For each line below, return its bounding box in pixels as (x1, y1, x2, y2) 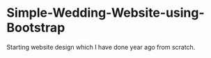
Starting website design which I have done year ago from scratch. (6, 43, 196, 51)
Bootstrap (6, 20, 65, 36)
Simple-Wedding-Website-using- (6, 5, 205, 21)
